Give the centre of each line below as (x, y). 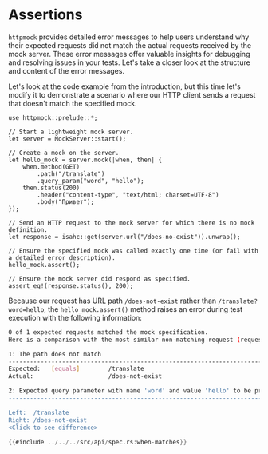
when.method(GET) (51, 167)
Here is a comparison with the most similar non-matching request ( (124, 340)
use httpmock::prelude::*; (53, 117)
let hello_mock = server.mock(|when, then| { (85, 160)
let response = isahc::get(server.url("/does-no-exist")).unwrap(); (124, 237)
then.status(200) (51, 188)
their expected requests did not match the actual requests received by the (130, 45)
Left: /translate (39, 412)
